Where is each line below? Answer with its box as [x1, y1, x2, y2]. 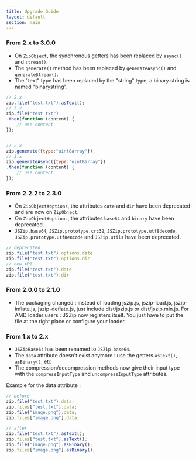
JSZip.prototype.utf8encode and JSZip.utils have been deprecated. [14, 233, 181, 240]
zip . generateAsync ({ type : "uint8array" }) [6, 159, 106, 165]
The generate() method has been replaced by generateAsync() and [14, 64, 177, 71]
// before [6, 393, 30, 399]
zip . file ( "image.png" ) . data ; [6, 409, 77, 415]
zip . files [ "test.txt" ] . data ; [6, 404, 77, 410]
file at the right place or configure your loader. [14, 317, 126, 325]
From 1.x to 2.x [6, 332, 49, 340]
